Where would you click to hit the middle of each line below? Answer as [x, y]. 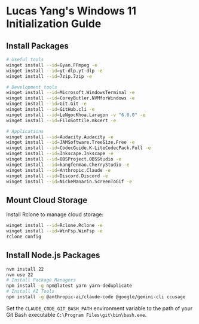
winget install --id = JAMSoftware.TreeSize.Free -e [71, 143]
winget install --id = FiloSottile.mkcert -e [61, 120]
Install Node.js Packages [53, 255]
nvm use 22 [20, 275]
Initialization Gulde [54, 24]
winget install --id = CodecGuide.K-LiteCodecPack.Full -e [79, 148]
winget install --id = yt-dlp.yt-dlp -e [54, 71]
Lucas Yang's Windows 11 [71, 11]
